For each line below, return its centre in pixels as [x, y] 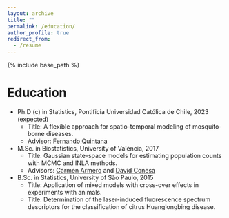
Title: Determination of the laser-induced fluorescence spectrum [119, 199]
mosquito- [207, 126]
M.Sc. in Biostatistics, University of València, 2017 [88, 148]
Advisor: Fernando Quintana [68, 141]
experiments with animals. [64, 192]
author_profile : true [38, 33]
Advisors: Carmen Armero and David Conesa [91, 170]
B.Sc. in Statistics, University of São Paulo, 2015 [85, 177]
